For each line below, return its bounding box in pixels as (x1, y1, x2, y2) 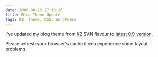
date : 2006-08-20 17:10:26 (5, 7, 63, 13)
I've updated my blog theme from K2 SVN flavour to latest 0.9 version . (5, 31, 153, 37)
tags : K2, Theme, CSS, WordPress (5, 17, 77, 22)
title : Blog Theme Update (5, 12, 60, 17)
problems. (5, 46, 27, 52)
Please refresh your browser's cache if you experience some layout (5, 41, 148, 47)
